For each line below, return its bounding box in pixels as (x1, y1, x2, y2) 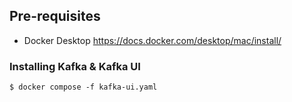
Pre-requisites (9, 8, 101, 25)
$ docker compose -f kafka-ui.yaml (9, 82, 158, 93)
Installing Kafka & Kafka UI (9, 59, 141, 73)
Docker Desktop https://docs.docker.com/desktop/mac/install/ (23, 34, 282, 46)
